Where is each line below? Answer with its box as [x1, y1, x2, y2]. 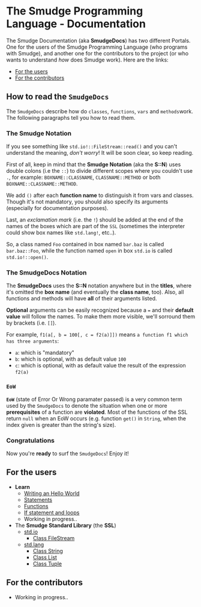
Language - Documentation [6, 17, 146, 31]
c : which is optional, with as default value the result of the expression [14, 362, 186, 369]
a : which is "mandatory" [14, 349, 75, 356]
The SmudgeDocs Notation [6, 268, 87, 276]
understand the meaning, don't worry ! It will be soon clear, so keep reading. [6, 149, 194, 157]
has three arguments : [6, 337, 59, 344]
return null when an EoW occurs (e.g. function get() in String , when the [6, 414, 187, 422]
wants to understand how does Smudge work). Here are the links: [6, 56, 169, 63]
